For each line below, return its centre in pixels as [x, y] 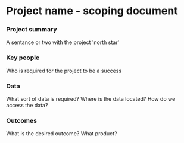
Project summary [32, 30]
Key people [23, 58]
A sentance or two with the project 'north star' [63, 42]
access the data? [27, 106]
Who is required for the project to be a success [64, 71]
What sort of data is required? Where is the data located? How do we [91, 99]
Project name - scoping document [92, 11]
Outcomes [22, 121]
